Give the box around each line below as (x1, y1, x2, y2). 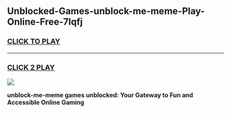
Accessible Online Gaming (7, 98, 85, 106)
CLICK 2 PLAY (7, 62, 55, 72)
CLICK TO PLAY (7, 37, 60, 47)
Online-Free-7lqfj (7, 16, 83, 28)
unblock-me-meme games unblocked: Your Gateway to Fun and (7, 90, 194, 99)
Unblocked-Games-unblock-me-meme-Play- (7, 5, 205, 17)
